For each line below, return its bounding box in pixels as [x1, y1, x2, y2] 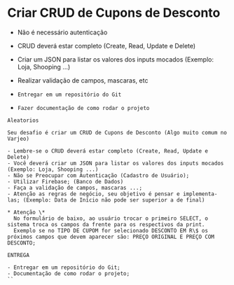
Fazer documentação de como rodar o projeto [17, 104, 150, 111]
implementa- [182, 190, 218, 197]
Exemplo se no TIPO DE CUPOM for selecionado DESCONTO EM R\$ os [13, 227, 209, 234]
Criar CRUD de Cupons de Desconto [7, 5, 221, 21]
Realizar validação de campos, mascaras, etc [17, 76, 149, 85]
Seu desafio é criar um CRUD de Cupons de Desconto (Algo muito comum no [7, 129, 228, 136]
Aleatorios [7, 117, 39, 124]
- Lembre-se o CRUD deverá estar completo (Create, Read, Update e [7, 147, 209, 155]
